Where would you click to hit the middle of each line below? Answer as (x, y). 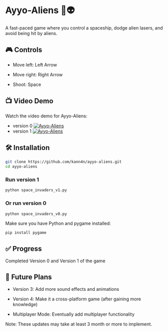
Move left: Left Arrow (35, 65)
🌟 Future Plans (29, 277)
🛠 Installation (27, 148)
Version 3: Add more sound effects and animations (66, 289)
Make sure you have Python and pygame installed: (58, 223)
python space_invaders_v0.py (36, 214)
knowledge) (25, 304)
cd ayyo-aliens (21, 167)
